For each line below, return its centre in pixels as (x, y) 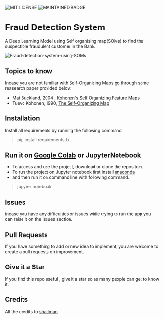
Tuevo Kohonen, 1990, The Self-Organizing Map (61, 103)
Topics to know (29, 71)
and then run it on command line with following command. (71, 177)
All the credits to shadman (31, 311)
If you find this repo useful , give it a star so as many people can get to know (82, 279)
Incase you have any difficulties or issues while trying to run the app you (78, 214)
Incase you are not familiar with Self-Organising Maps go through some (77, 83)
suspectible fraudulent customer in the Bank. (50, 46)
